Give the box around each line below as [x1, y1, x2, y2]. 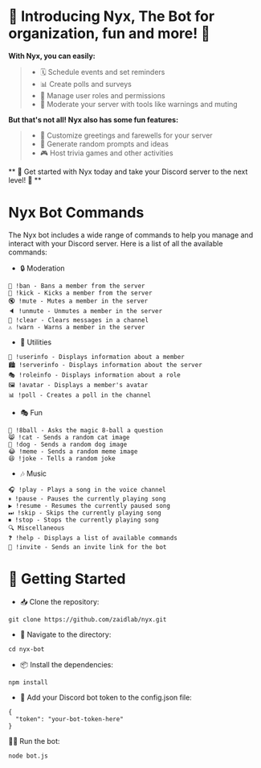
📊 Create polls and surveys [39, 79, 133, 89]
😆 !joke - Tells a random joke [8, 454, 116, 462]
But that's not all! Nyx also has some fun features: [8, 114, 179, 124]
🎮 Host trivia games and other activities [39, 148, 174, 158]
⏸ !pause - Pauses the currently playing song [8, 494, 166, 502]
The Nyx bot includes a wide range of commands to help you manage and [8, 229, 254, 240]
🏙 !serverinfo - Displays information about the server [8, 361, 202, 369]
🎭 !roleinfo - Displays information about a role [8, 370, 181, 379]
